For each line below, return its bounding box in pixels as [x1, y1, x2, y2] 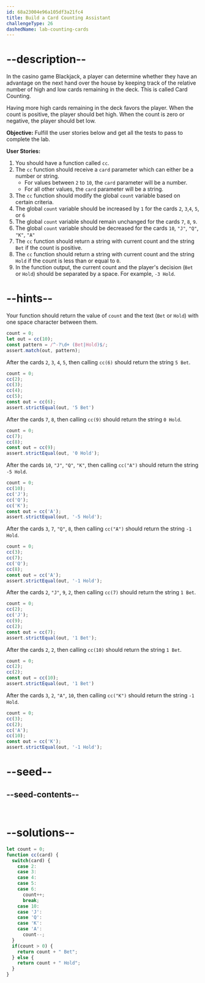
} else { [12, 954, 34, 960]
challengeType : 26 [6, 20, 53, 26]
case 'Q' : [17, 914, 43, 920]
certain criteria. [15, 199, 54, 206]
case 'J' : [17, 909, 43, 915]
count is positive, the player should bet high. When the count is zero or [6, 111, 185, 118]
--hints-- [6, 292, 53, 305]
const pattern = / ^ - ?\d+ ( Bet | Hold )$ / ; [6, 342, 108, 348]
